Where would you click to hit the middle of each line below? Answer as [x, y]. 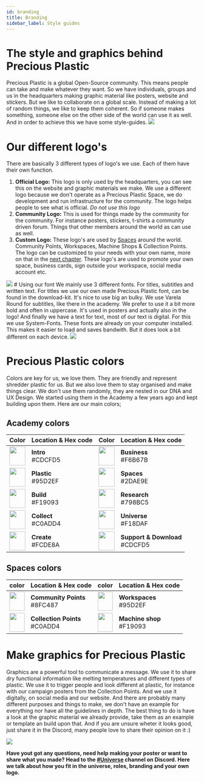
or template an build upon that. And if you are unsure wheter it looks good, [100, 723]
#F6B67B [134, 460]
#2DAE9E [134, 481]
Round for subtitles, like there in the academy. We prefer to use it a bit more [101, 304]
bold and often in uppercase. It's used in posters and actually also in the [97, 311]
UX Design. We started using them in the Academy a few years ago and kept [102, 397]
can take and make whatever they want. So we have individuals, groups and [101, 89]
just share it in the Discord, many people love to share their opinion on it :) [99, 730]
